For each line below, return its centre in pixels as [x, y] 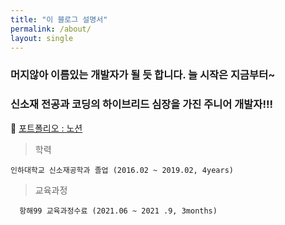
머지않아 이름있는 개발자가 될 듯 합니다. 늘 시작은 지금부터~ [143, 75]
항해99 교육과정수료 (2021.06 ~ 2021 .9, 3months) [118, 211]
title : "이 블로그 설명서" [59, 19]
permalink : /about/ [51, 29]
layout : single [42, 38]
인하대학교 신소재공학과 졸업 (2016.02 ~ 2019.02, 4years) [122, 170]
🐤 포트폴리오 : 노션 [46, 128]
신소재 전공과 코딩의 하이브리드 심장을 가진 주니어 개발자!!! [141, 104]
